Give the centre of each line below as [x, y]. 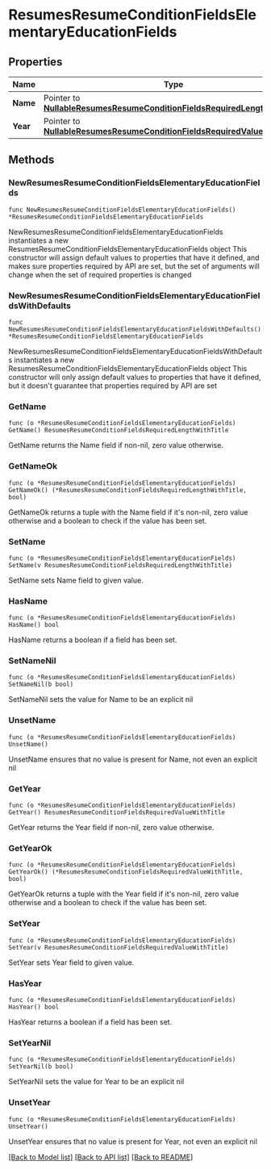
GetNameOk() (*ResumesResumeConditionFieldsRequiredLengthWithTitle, [128, 490]
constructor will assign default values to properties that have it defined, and [134, 257]
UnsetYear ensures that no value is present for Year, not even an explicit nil [133, 1141]
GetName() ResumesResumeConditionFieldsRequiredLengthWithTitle [119, 430]
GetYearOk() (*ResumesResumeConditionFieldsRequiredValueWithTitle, [126, 872]
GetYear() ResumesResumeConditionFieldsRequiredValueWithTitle [117, 812]
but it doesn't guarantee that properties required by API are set [113, 386]
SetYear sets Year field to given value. [71, 962]
